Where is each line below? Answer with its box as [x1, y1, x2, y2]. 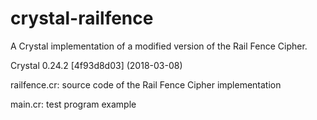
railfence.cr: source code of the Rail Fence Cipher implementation [10, 78, 282, 91]
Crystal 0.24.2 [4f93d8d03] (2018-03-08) [10, 59, 183, 71]
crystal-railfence [10, 7, 154, 30]
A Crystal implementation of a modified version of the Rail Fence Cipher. [10, 40, 308, 52]
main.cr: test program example [10, 98, 137, 110]
